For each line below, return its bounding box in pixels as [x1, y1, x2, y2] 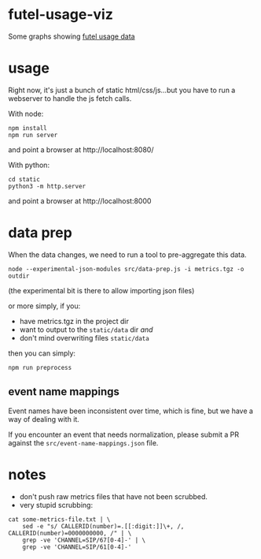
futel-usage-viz [8, 6, 114, 24]
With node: [8, 109, 44, 118]
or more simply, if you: [8, 301, 81, 311]
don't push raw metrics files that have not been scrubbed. [19, 491, 208, 501]
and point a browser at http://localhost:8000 [8, 196, 152, 206]
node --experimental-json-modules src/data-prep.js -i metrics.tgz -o [8, 265, 244, 273]
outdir [8, 272, 30, 280]
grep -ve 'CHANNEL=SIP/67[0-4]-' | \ [22, 536, 146, 544]
